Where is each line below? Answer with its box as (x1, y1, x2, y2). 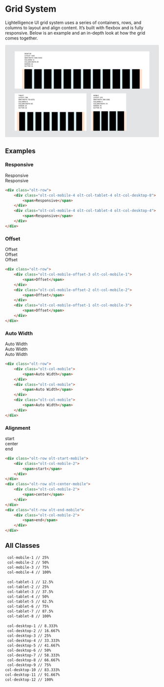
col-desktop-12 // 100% (5, 677, 54, 682)
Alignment (5, 424, 31, 431)
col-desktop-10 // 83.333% (5, 667, 60, 672)
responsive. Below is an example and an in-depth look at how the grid (5, 30, 145, 36)
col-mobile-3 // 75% (7, 565, 49, 570)
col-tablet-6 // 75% (7, 604, 49, 609)
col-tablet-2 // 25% (7, 584, 49, 589)
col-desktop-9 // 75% (7, 663, 51, 667)
